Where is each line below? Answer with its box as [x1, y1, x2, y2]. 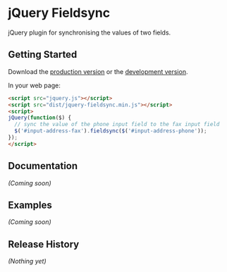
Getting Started [8, 49, 78, 61]
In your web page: [8, 81, 61, 89]
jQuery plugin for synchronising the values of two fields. [8, 28, 171, 37]
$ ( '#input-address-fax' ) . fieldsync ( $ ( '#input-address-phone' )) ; [14, 128, 207, 135]
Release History [8, 238, 80, 250]
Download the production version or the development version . [8, 67, 188, 75]
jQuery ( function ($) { [8, 114, 72, 121]
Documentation [8, 160, 78, 172]
